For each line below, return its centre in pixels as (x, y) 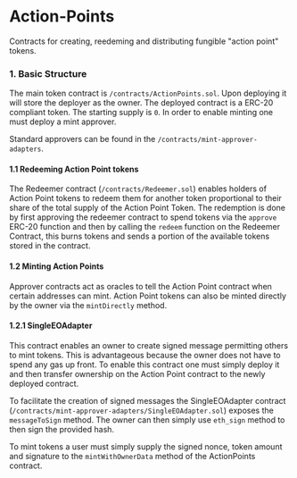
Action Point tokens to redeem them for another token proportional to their (146, 198)
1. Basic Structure (48, 73)
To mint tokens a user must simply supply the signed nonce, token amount (146, 446)
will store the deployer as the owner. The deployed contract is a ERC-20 (141, 103)
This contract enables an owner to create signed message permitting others (148, 345)
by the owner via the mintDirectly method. (88, 305)
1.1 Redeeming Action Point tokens (74, 169)
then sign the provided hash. (62, 429)
